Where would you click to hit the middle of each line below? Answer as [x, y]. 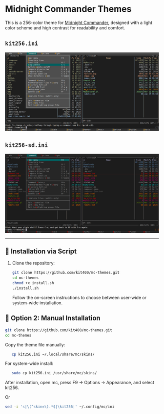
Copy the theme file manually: [35, 344]
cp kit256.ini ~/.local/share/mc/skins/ [53, 354]
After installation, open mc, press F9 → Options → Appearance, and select [80, 383]
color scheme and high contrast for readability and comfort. [65, 27]
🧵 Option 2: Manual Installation [53, 318]
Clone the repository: [33, 263]
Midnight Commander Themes [68, 9]
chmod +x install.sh [33, 283]
